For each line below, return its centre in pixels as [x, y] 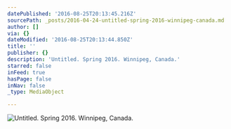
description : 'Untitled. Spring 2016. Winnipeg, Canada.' [94, 60]
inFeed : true [26, 72]
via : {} [19, 33]
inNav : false [26, 86]
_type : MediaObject [36, 92]
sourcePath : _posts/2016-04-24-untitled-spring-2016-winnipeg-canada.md [116, 20]
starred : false [29, 66]
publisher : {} [28, 53]
